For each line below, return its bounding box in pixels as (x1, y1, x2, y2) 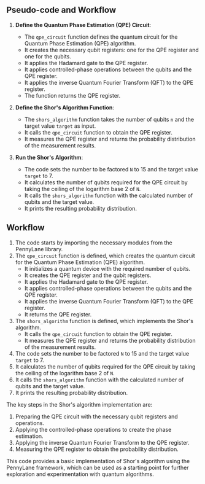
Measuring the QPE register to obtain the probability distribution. (15, 445, 179, 453)
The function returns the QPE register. (24, 92, 121, 99)
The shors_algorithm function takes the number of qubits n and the (24, 115, 195, 123)
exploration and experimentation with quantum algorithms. (6, 470, 155, 478)
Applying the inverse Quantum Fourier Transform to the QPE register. (15, 439, 190, 446)
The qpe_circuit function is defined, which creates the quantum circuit (15, 252, 195, 259)
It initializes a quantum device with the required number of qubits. (24, 265, 191, 272)
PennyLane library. (15, 245, 63, 252)
